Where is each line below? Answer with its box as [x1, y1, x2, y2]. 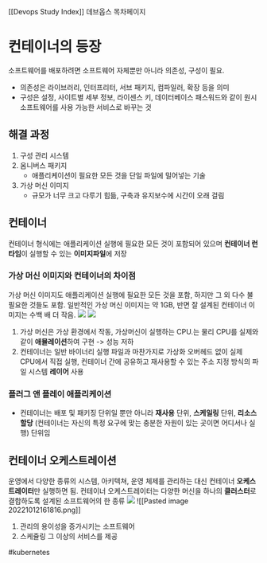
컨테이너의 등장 [8, 38, 102, 56]
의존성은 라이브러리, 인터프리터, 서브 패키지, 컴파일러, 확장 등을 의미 [19, 82, 230, 92]
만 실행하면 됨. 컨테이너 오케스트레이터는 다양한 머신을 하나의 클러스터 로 [33, 486, 257, 495]
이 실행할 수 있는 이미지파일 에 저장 [21, 248, 127, 258]
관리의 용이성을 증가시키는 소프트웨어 [19, 521, 135, 531]
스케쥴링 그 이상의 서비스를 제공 [19, 531, 118, 541]
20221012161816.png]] [8, 505, 81, 514]
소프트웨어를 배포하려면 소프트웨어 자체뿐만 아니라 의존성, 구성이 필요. [8, 65, 225, 75]
